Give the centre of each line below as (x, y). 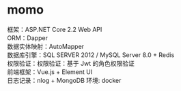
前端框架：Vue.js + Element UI (50, 72)
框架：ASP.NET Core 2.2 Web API (55, 29)
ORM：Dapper (27, 38)
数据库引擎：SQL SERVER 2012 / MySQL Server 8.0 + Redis (91, 55)
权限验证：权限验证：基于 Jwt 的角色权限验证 (71, 63)
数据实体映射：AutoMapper (45, 46)
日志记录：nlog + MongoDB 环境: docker (64, 80)
